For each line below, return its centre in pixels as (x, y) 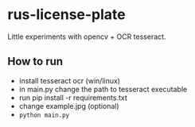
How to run (35, 62)
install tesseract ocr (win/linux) (70, 80)
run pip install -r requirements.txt (73, 98)
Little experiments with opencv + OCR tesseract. (87, 37)
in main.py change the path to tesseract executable (103, 89)
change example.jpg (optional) (69, 106)
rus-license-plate (66, 15)
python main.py (44, 115)
